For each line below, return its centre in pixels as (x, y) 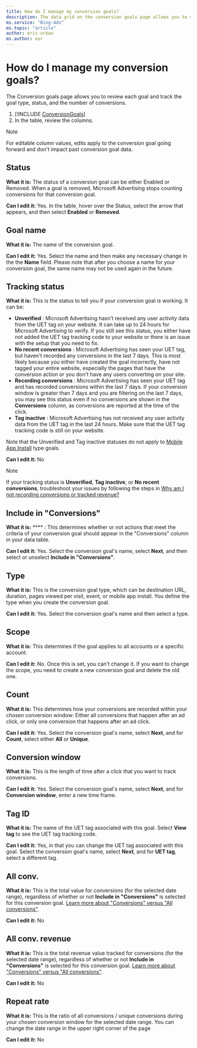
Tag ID (18, 814)
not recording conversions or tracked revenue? (63, 495)
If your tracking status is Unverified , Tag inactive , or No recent (83, 482)
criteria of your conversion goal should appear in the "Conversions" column (97, 534)
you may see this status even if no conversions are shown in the (92, 399)
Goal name (26, 230)
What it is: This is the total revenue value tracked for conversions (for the (95, 953)
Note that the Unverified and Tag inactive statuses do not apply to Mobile (94, 442)
